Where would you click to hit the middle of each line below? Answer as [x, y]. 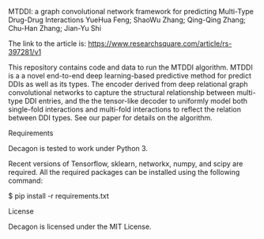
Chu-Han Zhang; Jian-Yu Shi [55, 28]
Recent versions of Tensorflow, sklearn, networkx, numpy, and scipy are [126, 164]
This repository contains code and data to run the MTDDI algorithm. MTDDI [130, 67]
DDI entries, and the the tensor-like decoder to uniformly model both [136, 101]
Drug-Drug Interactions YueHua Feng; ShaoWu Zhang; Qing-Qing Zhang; [127, 20]
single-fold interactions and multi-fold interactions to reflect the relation [124, 109]
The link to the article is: [47, 44]
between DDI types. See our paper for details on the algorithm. [111, 118]
